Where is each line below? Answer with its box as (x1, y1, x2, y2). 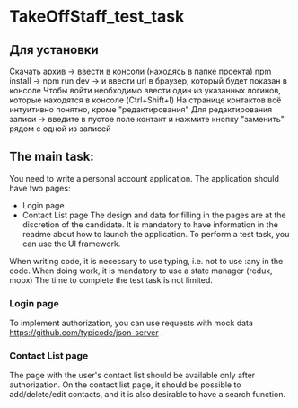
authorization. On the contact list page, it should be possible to (9, 379, 241, 390)
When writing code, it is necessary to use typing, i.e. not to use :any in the (9, 255, 284, 266)
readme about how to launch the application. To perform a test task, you (22, 228, 290, 239)
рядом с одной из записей (9, 123, 111, 134)
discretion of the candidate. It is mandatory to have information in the (22, 218, 278, 230)
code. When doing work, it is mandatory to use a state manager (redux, (9, 265, 273, 276)
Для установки (9, 42, 99, 58)
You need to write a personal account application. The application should (9, 173, 280, 183)
